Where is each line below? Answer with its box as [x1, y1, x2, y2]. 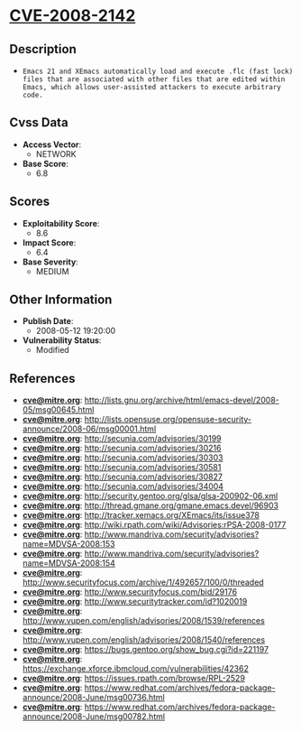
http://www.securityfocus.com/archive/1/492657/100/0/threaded [22, 577, 264, 588]
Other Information [9, 292, 113, 308]
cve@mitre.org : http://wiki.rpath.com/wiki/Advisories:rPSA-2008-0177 [22, 520, 287, 531]
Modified [35, 345, 69, 356]
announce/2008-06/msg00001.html [22, 423, 157, 434]
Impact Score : [22, 236, 77, 248]
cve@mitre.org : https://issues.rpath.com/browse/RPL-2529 [22, 673, 246, 684]
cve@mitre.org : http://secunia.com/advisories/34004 [22, 481, 223, 492]
